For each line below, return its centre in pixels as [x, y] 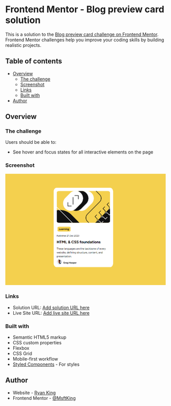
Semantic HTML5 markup [39, 337]
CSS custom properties [37, 343]
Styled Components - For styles [46, 364]
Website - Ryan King [34, 392]
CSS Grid [22, 353]
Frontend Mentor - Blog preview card [85, 9]
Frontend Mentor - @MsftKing [44, 398]
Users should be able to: [31, 142]
